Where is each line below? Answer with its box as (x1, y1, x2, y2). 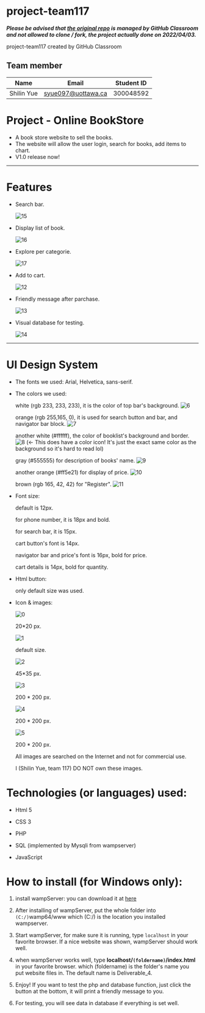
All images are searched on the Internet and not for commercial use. (15, 753, 187, 760)
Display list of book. (15, 224, 65, 232)
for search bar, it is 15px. (15, 527, 77, 535)
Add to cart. (15, 271, 46, 279)
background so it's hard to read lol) (15, 445, 104, 452)
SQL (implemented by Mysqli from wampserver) (15, 841, 136, 849)
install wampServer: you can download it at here (15, 895, 137, 902)
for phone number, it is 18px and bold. (15, 516, 111, 523)
